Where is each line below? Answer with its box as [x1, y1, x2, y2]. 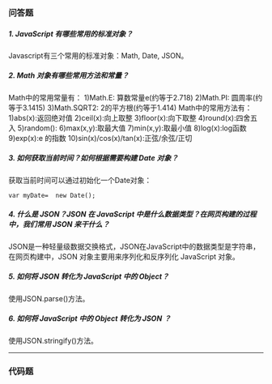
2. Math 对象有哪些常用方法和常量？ [8, 70, 130, 80]
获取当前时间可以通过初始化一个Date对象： [8, 175, 152, 185]
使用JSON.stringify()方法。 [8, 335, 99, 345]
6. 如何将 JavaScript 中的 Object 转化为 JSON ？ [8, 314, 172, 323]
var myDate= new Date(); [8, 191, 96, 199]
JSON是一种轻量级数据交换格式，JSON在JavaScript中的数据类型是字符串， [8, 241, 261, 251]
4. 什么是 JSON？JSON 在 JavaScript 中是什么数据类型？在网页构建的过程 [8, 209, 257, 220]
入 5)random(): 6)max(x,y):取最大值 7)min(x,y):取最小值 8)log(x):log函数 [8, 123, 247, 133]
